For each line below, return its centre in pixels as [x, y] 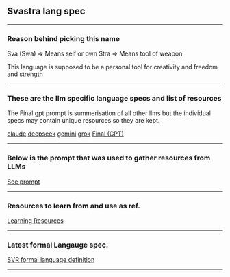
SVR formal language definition [51, 260]
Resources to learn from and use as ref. [74, 206]
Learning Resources [35, 221]
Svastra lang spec [46, 11]
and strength [25, 74]
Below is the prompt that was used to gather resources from [109, 158]
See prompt [24, 182]
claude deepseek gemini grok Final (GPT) [66, 134]
